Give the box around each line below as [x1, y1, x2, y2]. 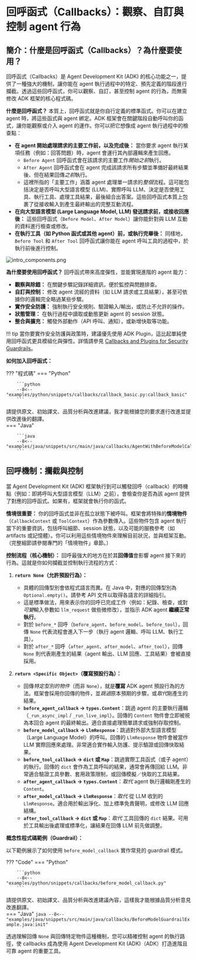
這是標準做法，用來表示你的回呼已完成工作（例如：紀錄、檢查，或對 [23, 598, 188, 605]
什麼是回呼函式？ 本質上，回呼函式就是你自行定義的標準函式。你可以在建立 [6, 107, 188, 114]
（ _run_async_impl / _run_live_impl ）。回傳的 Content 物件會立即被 [23, 712, 185, 719]
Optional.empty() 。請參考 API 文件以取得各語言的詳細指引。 [23, 591, 169, 598]
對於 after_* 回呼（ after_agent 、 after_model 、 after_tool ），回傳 [23, 642, 183, 649]
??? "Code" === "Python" [6, 858, 69, 865]
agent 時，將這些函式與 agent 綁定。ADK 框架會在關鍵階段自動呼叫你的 [6, 115, 179, 122]
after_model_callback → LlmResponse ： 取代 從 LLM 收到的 [23, 792, 163, 799]
